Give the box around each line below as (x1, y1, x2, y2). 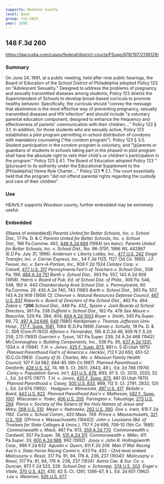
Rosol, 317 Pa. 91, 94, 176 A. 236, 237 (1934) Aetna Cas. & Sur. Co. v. (5, 458, 145, 464)
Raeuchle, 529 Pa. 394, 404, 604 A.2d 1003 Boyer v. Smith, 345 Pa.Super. (5, 313, 155, 319)
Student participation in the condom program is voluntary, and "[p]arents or (5, 142, 157, 148)
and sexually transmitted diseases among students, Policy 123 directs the (5, 91, 153, 97)
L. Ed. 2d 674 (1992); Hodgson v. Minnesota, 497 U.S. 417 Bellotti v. (5, 386, 145, 391)
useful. (5, 207, 19, 213)
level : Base (5, 12, 30, 17)
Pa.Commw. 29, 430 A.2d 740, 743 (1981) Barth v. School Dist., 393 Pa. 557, (5, 287, 158, 293)
